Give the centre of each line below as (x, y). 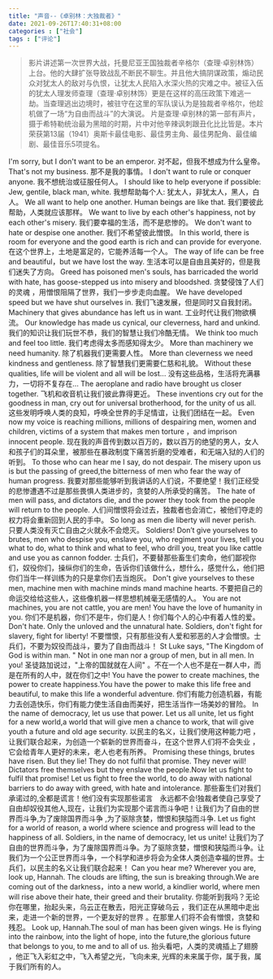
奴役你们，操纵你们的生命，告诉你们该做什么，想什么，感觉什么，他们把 (143, 568)
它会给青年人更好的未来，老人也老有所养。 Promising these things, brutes (132, 752)
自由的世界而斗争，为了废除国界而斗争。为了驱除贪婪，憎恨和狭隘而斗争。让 (136, 848)
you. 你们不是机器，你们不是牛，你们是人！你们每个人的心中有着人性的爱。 (134, 617)
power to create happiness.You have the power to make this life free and (130, 684)
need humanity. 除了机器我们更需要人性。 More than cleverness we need (131, 353)
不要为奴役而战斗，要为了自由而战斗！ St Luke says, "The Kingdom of (147, 646)
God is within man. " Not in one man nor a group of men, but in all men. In (131, 655)
